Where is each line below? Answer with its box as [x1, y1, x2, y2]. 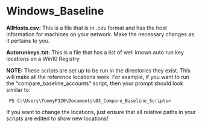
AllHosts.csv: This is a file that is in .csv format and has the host [6, 24, 167, 31]
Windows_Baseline [6, 4, 104, 18]
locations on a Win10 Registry [6, 55, 80, 62]
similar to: [6, 86, 31, 93]
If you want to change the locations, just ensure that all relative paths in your [6, 108, 196, 115]
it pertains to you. [6, 37, 50, 44]
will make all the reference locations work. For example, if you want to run [6, 73, 190, 80]
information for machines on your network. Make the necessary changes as [6, 30, 195, 37]
